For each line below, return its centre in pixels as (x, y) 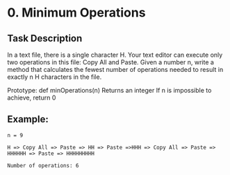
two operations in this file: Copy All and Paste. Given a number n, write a (110, 62)
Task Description (45, 38)
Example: (28, 119)
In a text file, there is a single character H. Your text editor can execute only (115, 55)
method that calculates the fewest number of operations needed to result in (115, 70)
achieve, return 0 (32, 98)
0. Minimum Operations (76, 13)
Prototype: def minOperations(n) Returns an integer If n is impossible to (109, 90)
